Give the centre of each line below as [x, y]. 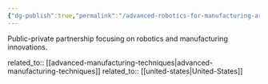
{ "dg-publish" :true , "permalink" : [63, 16]
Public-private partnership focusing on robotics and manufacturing [118, 38]
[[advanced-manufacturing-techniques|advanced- [130, 62]
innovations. [28, 47]
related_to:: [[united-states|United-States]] [172, 71]
